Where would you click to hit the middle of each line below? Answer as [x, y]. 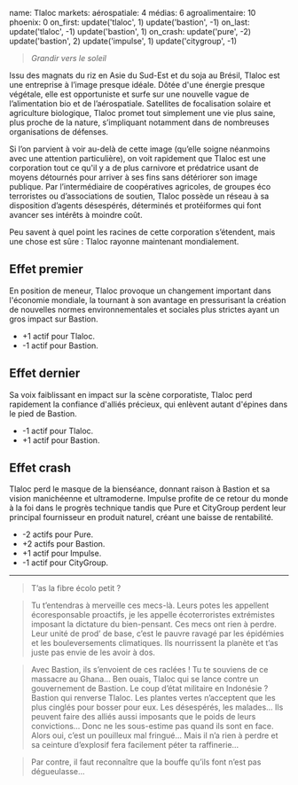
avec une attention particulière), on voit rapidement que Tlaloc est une [137, 158]
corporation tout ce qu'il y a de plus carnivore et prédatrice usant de [134, 168]
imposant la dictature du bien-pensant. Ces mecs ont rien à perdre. [154, 625]
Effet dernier [45, 373]
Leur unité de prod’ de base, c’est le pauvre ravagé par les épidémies [157, 633]
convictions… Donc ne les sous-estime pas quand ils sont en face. [152, 727]
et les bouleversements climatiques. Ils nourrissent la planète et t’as [154, 643]
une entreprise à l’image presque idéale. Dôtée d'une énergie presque [137, 85]
